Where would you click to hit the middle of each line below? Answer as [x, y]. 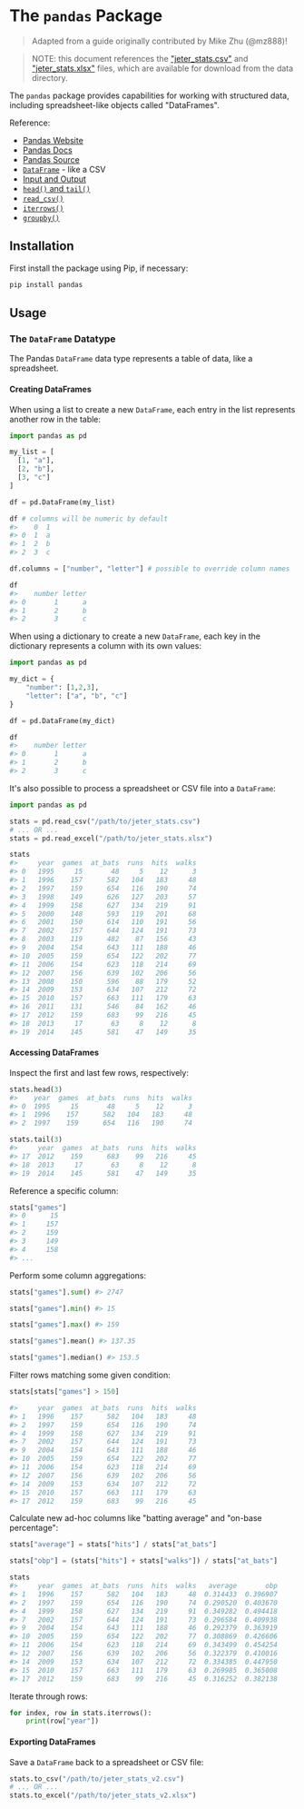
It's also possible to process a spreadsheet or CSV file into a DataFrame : [143, 788]
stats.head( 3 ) [36, 1089]
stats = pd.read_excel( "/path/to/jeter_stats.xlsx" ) [111, 838]
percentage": [34, 1528]
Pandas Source [51, 159]
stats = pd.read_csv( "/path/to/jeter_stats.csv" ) [105, 821]
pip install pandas [46, 284]
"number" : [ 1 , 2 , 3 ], [63, 688]
